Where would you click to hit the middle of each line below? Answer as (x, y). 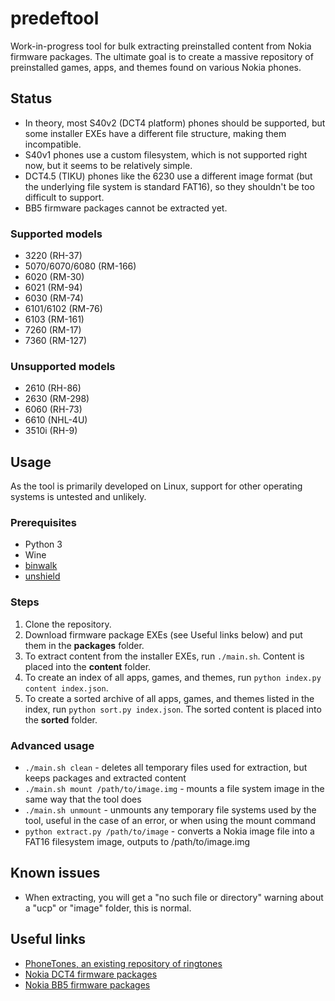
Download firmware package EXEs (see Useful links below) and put (163, 634)
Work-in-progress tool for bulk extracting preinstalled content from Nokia (161, 46)
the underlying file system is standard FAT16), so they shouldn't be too (169, 186)
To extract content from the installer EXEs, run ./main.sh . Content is (164, 656)
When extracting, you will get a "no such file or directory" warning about (174, 897)
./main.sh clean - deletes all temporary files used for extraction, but (166, 768)
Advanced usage (52, 745)
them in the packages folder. (84, 645)
